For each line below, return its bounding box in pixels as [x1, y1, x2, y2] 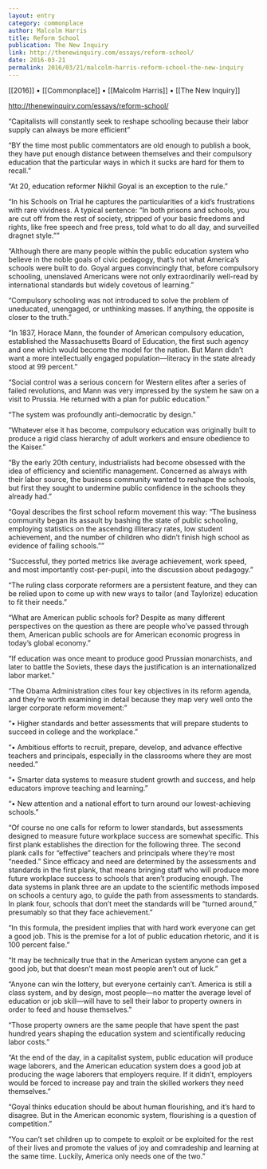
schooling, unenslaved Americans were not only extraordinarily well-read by [8, 271, 259, 281]
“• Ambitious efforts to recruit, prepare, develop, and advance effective [8, 742, 243, 752]
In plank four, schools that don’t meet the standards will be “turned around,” [8, 898, 257, 908]
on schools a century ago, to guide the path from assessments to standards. [8, 891, 259, 900]
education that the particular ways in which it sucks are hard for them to [8, 157, 245, 167]
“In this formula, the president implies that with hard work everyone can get [8, 922, 256, 932]
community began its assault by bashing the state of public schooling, [8, 515, 238, 525]
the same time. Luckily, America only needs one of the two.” [8, 1151, 206, 1161]
